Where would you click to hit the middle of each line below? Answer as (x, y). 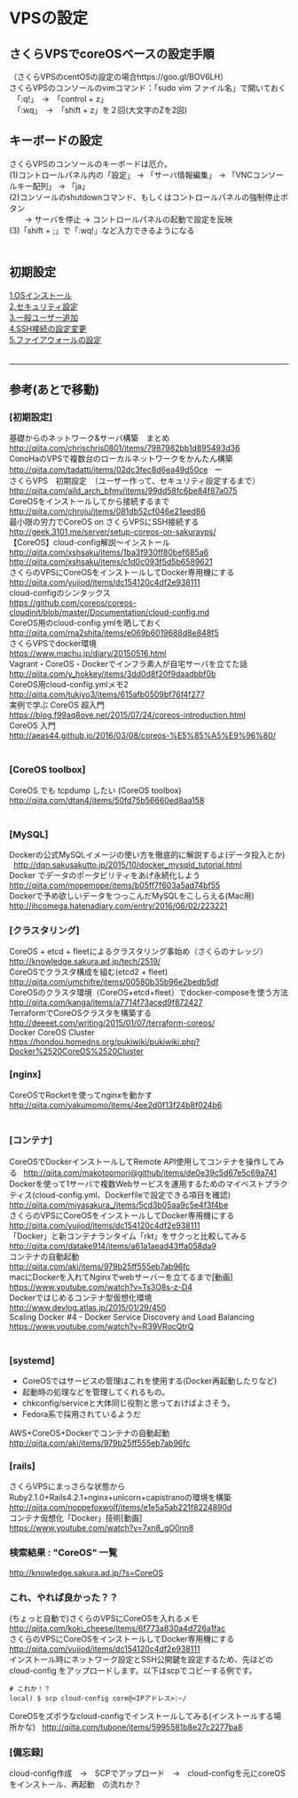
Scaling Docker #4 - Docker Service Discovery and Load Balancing (132, 1317)
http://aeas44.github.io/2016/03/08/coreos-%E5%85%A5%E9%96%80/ (143, 736)
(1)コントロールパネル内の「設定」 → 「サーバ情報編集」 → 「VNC (131, 175)
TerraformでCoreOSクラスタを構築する (81, 1013)
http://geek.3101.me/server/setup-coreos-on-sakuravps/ (113, 532)
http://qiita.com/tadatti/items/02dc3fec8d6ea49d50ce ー (116, 470)
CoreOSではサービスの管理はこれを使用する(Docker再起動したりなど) (149, 1381)
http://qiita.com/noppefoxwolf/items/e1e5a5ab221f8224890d (121, 1508)
